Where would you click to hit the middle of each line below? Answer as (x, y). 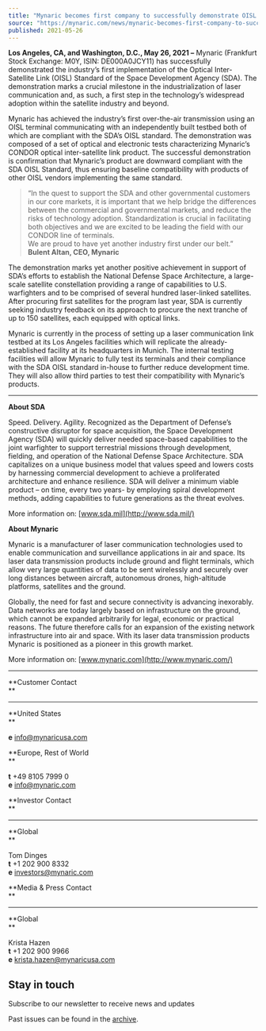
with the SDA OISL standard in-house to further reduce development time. (129, 367)
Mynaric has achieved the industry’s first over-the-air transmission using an (131, 119)
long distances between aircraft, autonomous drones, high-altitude (117, 578)
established (27, 351)
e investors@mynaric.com (51, 872)
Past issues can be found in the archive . (73, 1019)
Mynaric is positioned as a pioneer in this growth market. (101, 644)
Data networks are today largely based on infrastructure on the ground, (125, 610)
